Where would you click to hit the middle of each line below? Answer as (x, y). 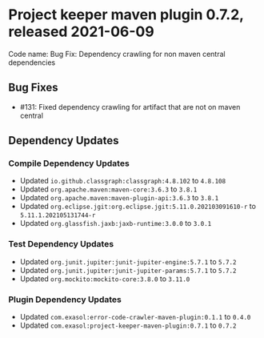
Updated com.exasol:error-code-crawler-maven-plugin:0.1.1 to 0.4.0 (135, 317)
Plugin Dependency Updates (65, 300)
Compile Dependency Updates (69, 163)
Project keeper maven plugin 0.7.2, (126, 15)
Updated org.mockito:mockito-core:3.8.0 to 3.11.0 (105, 279)
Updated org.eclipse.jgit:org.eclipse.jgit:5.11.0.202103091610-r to (138, 207)
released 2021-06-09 (81, 32)
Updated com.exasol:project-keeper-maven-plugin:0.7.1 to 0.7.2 (128, 325)
